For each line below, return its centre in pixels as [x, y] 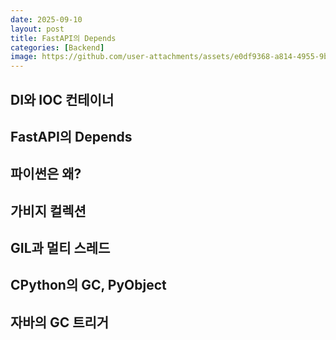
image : [24, 57]
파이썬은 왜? [46, 174]
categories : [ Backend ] [57, 47]
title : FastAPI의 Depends [63, 38]
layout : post [37, 29]
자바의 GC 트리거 [60, 322]
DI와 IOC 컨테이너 [62, 99]
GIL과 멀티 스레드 [60, 248]
